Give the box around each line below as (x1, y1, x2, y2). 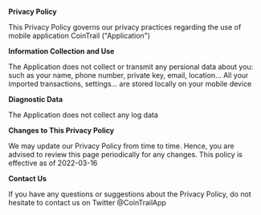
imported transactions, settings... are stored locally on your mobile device (8, 79, 252, 88)
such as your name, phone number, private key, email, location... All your (8, 71, 249, 79)
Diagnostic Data (8, 95, 63, 103)
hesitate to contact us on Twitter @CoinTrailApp (8, 198, 167, 207)
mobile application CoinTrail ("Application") (8, 31, 151, 40)
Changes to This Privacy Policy (8, 126, 115, 135)
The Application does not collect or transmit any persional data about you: (8, 62, 254, 71)
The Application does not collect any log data (8, 110, 159, 120)
